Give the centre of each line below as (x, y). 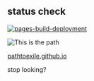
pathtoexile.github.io (37, 56)
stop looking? (27, 69)
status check (36, 12)
